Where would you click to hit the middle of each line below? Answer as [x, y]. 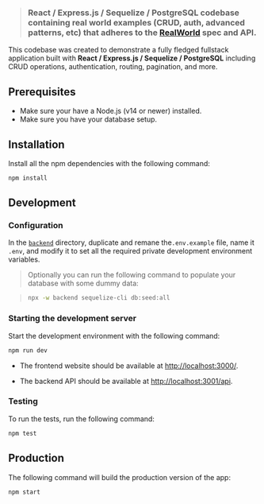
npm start [25, 492]
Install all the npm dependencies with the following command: [109, 163]
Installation [36, 144]
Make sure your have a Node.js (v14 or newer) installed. [111, 111]
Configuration [36, 226]
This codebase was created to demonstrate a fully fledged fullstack [119, 50]
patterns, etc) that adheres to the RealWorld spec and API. [142, 33]
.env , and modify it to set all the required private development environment [130, 251]
